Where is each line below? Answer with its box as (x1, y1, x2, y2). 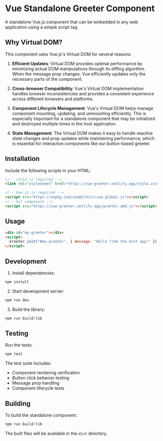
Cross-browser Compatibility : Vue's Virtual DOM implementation (12, 86, 144, 91)
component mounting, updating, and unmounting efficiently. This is (12, 110, 147, 116)
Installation (5, 155, 40, 163)
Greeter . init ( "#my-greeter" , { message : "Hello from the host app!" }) (9, 239, 158, 244)
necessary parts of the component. (12, 76, 83, 82)
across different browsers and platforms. (12, 96, 94, 102)
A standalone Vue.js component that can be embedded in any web (5, 19, 138, 25)
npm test (5, 352, 23, 356)
